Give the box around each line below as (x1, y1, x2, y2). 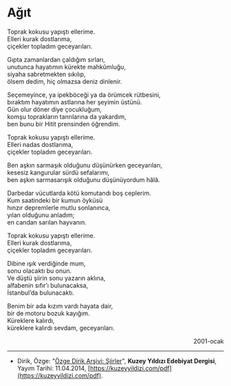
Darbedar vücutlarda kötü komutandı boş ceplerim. (7, 189, 151, 197)
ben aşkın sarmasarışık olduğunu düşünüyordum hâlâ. (7, 175, 160, 183)
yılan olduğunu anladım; (7, 211, 75, 219)
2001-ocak (193, 337, 224, 345)
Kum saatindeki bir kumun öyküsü (7, 196, 103, 204)
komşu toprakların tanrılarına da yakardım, (7, 112, 126, 121)
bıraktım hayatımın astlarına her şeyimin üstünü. (7, 98, 142, 106)
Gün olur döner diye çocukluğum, (7, 105, 102, 113)
